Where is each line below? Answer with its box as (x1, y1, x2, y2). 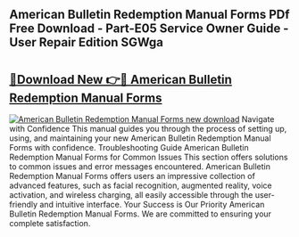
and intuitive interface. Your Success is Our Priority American (39, 200, 265, 209)
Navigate (241, 114, 275, 124)
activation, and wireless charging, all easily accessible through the (9, 190, 253, 200)
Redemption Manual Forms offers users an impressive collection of (9, 171, 256, 181)
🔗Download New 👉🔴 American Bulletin (9, 71, 232, 87)
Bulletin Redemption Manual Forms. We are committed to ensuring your (9, 208, 272, 219)
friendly (9, 200, 38, 209)
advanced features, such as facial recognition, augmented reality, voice (9, 180, 272, 191)
